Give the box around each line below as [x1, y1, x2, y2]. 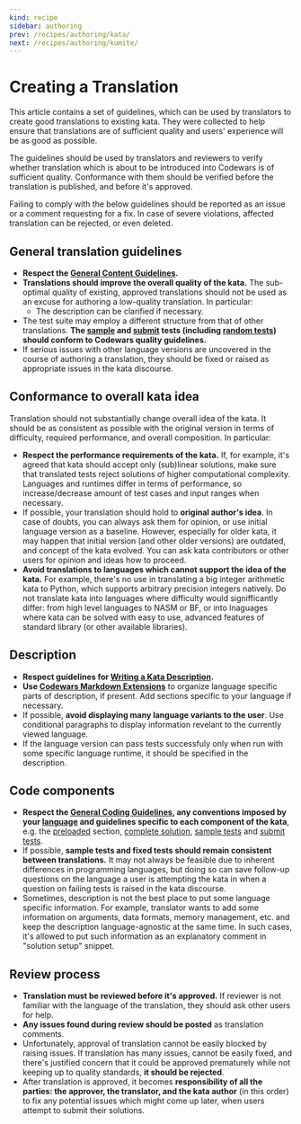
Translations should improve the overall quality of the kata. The [22, 278, 264, 288]
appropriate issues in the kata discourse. [22, 363, 173, 374]
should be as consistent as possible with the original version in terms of [9, 422, 275, 433]
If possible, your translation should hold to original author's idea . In [22, 507, 273, 518]
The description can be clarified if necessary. [35, 306, 204, 316]
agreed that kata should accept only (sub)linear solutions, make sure [22, 459, 277, 470]
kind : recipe [9, 13, 58, 22]
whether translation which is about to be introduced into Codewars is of [9, 163, 275, 173]
